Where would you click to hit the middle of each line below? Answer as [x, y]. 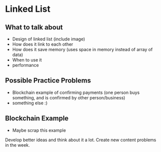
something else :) [30, 103]
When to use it [27, 60]
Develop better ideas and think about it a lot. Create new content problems [81, 140]
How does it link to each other [43, 44]
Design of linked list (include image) [48, 39]
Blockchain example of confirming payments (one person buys [76, 92]
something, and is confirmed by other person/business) [69, 97]
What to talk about [34, 27]
